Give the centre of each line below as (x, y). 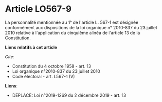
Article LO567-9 (38, 9)
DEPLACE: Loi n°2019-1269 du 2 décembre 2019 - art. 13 (69, 95)
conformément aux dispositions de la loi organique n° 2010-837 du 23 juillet (81, 27)
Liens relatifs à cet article (31, 47)
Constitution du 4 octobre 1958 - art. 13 (52, 66)
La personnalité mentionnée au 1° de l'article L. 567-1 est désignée (72, 22)
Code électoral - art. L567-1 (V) (44, 76)
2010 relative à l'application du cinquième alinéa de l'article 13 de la (72, 33)
